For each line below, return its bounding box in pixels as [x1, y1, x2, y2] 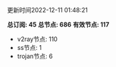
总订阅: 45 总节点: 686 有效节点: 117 [7, 21, 110, 29]
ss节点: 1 [16, 44, 43, 51]
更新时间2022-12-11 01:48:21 [7, 6, 88, 14]
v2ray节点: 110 [16, 35, 58, 43]
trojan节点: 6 [16, 52, 53, 60]
